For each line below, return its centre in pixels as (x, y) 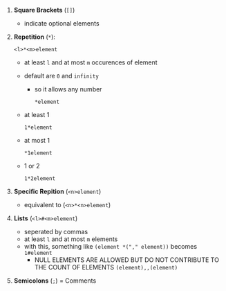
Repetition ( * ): (34, 37)
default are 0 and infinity (61, 76)
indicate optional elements (62, 23)
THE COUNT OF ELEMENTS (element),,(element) (106, 267)
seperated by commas (56, 232)
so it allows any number (68, 89)
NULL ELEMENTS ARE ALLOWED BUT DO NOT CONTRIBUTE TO (127, 260)
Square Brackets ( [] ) (44, 10)
